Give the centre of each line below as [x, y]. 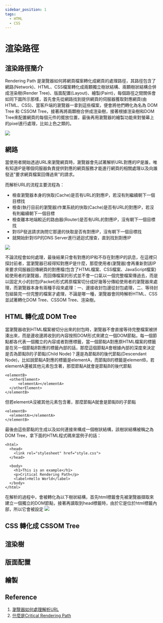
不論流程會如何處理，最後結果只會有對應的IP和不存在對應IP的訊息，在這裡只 [81, 257]
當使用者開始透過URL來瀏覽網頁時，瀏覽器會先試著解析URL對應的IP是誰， [79, 162]
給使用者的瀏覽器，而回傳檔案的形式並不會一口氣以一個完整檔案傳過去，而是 [81, 275]
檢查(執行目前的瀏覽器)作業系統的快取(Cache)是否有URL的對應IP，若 [81, 207]
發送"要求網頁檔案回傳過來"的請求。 [41, 175]
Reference [21, 597]
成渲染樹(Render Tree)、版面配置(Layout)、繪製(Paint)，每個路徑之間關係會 [81, 93]
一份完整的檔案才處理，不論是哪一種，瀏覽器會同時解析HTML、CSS [90, 294]
